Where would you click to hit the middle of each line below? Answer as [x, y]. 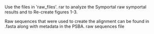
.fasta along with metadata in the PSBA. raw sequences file [64, 26]
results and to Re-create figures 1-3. [41, 12]
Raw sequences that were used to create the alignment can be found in [77, 21]
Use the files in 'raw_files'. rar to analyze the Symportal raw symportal [76, 7]
